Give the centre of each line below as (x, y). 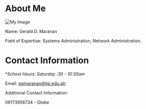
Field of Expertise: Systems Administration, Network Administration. (73, 41)
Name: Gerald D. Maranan (31, 31)
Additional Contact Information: (37, 92)
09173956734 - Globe (27, 102)
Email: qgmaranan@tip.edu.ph (35, 83)
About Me (25, 9)
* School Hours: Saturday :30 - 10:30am (45, 74)
